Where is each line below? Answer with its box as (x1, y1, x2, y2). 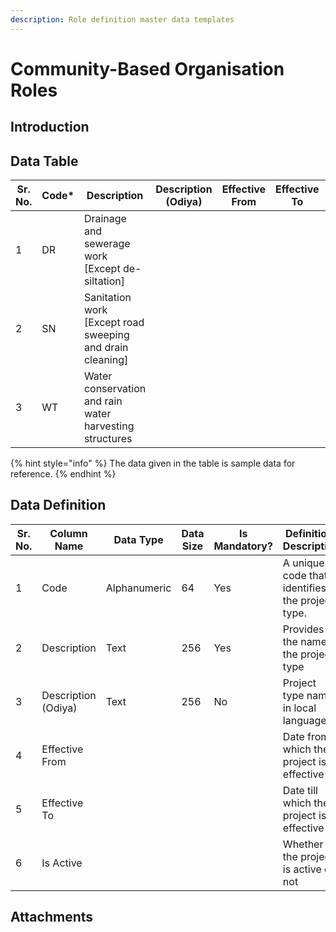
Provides (282, 622, 325, 636)
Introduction (10, 119, 90, 136)
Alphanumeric (105, 581, 172, 595)
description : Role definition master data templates (10, 14, 235, 25)
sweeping (83, 328, 130, 342)
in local (282, 701, 317, 715)
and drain (83, 341, 129, 355)
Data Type (113, 532, 164, 546)
